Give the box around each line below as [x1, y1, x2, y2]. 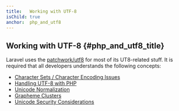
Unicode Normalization [14, 86, 70, 93]
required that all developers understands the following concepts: [6, 62, 162, 70]
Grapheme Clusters [14, 92, 62, 99]
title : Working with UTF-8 [6, 8, 77, 15]
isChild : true [6, 14, 41, 20]
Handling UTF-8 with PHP [14, 80, 77, 87]
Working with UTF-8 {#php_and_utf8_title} [6, 41, 165, 51]
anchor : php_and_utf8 [6, 19, 61, 25]
